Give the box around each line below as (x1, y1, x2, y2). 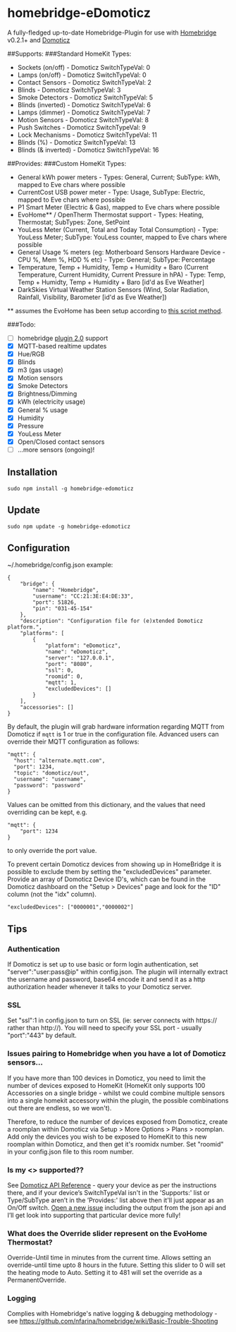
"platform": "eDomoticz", (44, 642, 121, 650)
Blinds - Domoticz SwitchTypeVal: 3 (17, 85, 121, 94)
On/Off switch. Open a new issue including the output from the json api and (7, 1203, 227, 1211)
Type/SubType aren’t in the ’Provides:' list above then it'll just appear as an (7, 1196, 224, 1204)
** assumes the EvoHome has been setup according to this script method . (7, 306, 223, 315)
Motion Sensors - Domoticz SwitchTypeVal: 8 (17, 115, 149, 124)
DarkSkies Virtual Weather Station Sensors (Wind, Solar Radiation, (17, 285, 210, 293)
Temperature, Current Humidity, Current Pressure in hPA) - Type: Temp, (17, 270, 226, 279)
